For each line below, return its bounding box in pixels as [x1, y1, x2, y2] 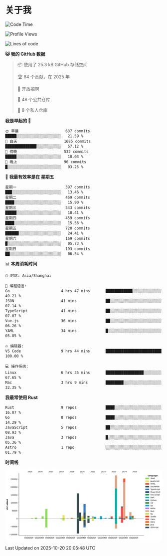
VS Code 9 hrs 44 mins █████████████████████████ [5, 349, 162, 354]
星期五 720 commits [5, 225, 90, 231]
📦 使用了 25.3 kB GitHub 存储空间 [17, 61, 88, 67]
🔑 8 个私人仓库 [17, 107, 48, 113]
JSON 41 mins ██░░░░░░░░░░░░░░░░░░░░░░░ [5, 298, 162, 303]
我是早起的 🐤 [5, 118, 31, 124]
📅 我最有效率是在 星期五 [5, 174, 54, 180]
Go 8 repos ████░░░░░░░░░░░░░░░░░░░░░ [5, 415, 162, 420]
